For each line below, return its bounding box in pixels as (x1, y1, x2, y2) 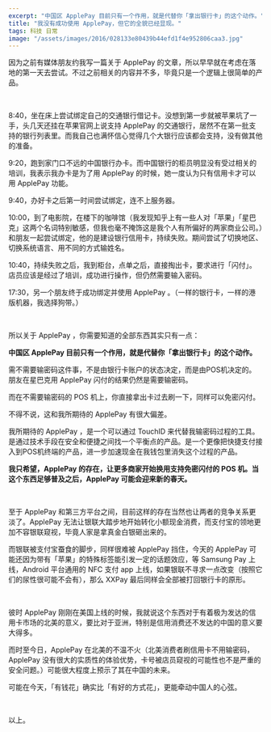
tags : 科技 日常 (8, 27, 58, 35)
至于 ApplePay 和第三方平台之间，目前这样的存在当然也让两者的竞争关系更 (8, 507, 256, 517)
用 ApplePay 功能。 (8, 179, 73, 188)
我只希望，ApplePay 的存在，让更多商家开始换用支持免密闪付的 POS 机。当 (8, 464, 260, 474)
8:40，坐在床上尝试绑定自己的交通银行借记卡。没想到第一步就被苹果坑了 (8, 111, 250, 121)
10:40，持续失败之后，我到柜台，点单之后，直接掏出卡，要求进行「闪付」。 (8, 260, 256, 270)
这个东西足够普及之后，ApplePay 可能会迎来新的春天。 (8, 474, 192, 484)
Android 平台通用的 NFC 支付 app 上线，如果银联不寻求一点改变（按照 (22, 565, 256, 574)
